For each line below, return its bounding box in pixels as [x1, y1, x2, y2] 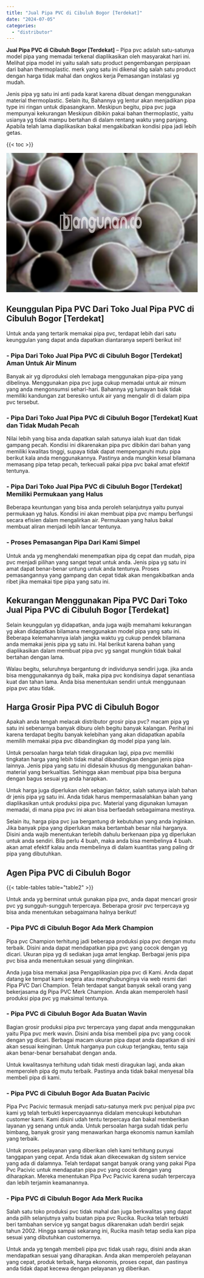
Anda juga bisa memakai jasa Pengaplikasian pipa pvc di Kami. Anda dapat [6, 968, 193, 976]
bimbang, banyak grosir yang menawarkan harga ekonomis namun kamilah [6, 1129, 194, 1136]
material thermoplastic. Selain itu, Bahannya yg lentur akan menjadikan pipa [6, 97, 196, 104]
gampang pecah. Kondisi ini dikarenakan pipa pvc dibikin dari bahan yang [6, 441, 191, 449]
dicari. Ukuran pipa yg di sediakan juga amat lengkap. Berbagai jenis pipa [6, 950, 190, 957]
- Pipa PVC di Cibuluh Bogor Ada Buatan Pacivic [6, 1089, 151, 1097]
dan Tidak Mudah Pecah [6, 421, 80, 429]
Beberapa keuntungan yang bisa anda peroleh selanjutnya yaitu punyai [6, 504, 184, 511]
